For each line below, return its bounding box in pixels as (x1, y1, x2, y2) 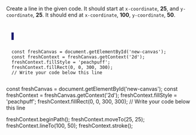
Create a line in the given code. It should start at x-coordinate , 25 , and (6, 5, 179, 12)
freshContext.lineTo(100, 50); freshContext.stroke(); (6, 122, 133, 129)
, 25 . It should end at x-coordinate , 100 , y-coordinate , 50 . (32, 11, 176, 18)
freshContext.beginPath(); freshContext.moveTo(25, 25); (6, 116, 145, 123)
